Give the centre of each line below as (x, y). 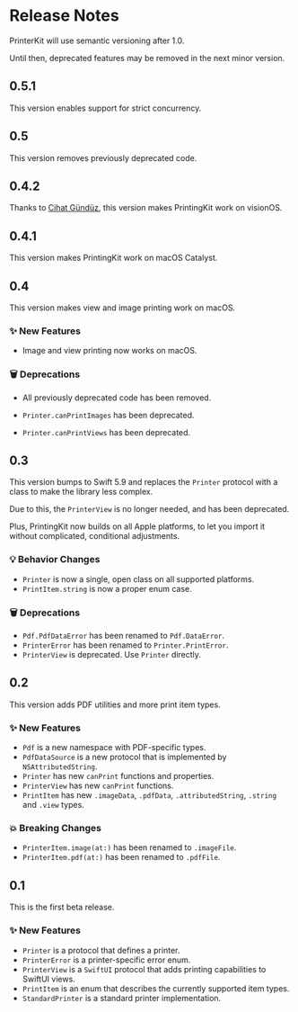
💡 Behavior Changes (55, 560)
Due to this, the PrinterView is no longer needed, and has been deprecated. (149, 509)
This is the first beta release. (62, 907)
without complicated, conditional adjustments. (95, 536)
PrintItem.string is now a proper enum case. (107, 588)
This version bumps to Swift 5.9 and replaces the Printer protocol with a (144, 482)
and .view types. (53, 805)
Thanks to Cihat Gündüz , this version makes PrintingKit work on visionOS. (146, 208)
